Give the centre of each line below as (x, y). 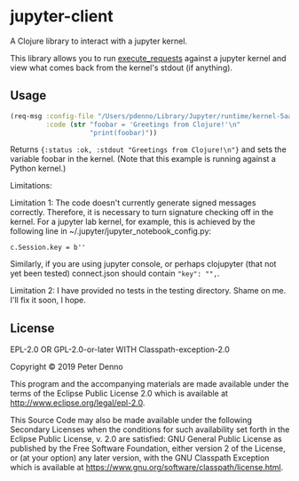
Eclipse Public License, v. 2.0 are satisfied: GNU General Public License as (146, 439)
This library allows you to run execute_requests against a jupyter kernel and (148, 58)
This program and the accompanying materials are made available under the (149, 384)
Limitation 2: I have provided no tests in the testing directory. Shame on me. (148, 291)
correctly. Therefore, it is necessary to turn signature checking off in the (142, 212)
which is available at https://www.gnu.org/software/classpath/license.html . (147, 468)
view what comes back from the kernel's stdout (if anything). (122, 68)
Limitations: (31, 186)
